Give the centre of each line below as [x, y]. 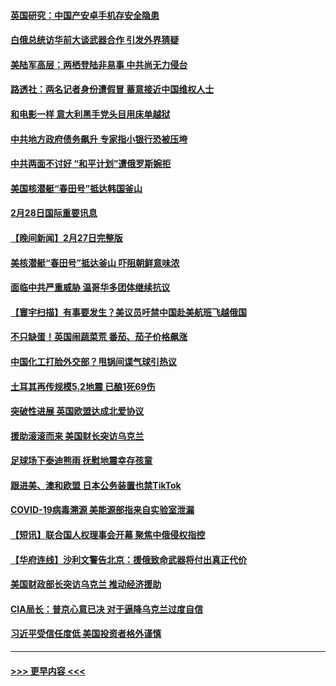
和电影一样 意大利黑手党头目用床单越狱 [90, 114]
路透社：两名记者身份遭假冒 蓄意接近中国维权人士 [112, 89]
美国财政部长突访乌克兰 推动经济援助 [86, 584]
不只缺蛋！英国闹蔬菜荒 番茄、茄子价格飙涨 [99, 337]
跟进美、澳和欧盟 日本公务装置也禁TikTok [96, 485]
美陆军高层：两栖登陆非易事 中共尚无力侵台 [99, 64]
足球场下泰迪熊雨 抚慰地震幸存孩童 [81, 461]
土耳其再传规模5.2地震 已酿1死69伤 [83, 386]
